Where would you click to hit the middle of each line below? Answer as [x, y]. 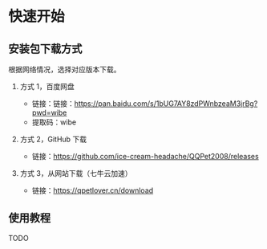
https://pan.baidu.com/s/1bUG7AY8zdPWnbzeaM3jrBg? [166, 104]
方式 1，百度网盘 [47, 86]
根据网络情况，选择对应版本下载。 [65, 69]
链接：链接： [53, 104]
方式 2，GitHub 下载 [53, 139]
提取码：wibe [54, 122]
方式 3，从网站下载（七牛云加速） [76, 173]
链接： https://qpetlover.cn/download [93, 190]
